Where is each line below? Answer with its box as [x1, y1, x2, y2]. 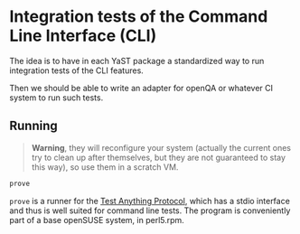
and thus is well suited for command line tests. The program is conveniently [9, 205, 291, 216]
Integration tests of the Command [9, 6, 268, 27]
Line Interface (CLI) [9, 25, 157, 46]
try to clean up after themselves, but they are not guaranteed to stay [31, 152, 286, 163]
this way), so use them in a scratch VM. [31, 161, 179, 173]
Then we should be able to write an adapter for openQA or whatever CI [9, 82, 274, 93]
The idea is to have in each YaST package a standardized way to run [9, 55, 265, 66]
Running [9, 118, 59, 134]
